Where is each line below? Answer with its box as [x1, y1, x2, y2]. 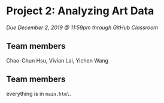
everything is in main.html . [6, 90, 72, 97]
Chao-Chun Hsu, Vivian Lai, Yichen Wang [6, 57, 109, 64]
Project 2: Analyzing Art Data [6, 4, 154, 18]
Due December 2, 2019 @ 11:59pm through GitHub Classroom [6, 24, 159, 31]
